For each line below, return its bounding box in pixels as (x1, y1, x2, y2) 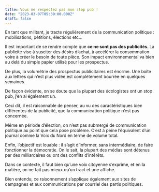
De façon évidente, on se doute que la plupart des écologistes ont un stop (5, 88, 153, 94)
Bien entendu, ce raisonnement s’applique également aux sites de (5, 176, 136, 182)
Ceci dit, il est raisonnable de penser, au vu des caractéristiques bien (5, 103, 143, 109)
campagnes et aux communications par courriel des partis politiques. (5, 181, 144, 187)
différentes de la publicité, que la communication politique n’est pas (5, 108, 140, 114)
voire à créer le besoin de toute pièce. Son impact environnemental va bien (5, 54, 155, 60)
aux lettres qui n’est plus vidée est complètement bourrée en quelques (5, 74, 145, 80)
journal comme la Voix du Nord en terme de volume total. (5, 133, 119, 138)
